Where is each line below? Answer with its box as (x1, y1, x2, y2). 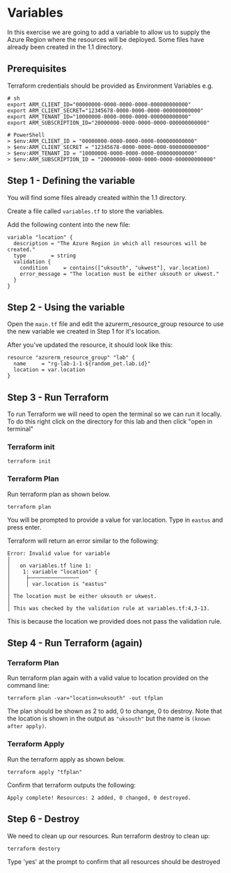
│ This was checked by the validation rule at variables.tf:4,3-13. (7, 605, 210, 612)
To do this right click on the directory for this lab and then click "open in (7, 417, 213, 426)
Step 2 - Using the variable (7, 301, 125, 313)
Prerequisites (7, 63, 67, 75)
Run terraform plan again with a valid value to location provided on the (7, 674, 209, 682)
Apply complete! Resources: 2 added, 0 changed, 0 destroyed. (7, 794, 191, 801)
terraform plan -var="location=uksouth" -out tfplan (7, 695, 164, 702)
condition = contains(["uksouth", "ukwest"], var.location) (19, 264, 210, 271)
